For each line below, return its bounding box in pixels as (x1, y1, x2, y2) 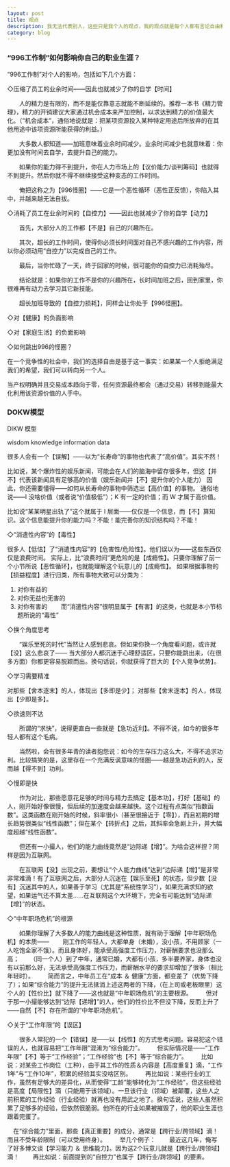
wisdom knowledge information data (7, 438, 110, 446)
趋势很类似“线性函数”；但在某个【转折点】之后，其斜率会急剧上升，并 (12, 819, 211, 827)
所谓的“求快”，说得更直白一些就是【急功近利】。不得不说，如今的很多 (18, 724, 214, 732)
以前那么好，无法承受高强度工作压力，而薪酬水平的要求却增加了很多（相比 (12, 963, 223, 971)
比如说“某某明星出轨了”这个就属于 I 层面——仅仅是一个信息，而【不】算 (7, 507, 209, 515)
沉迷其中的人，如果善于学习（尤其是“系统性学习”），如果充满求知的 (18, 882, 207, 891)
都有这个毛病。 (18, 732, 62, 741)
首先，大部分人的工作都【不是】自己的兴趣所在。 (18, 224, 157, 232)
